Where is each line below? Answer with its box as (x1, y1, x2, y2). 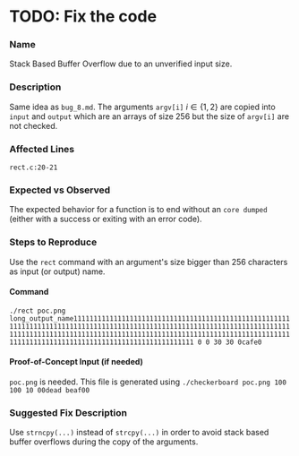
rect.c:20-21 (9, 163, 58, 172)
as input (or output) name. (9, 266, 106, 277)
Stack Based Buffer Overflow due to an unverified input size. (9, 58, 233, 69)
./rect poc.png (9, 306, 66, 315)
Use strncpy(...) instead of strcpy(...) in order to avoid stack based (9, 427, 269, 438)
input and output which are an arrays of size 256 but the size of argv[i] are (9, 110, 289, 122)
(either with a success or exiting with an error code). (9, 213, 203, 225)
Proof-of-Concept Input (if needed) (9, 357, 143, 367)
